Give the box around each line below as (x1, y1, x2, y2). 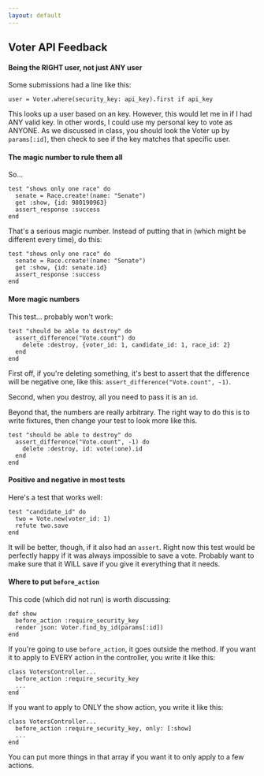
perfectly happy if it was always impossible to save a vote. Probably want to (8, 551, 255, 560)
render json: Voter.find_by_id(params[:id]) (15, 624, 164, 632)
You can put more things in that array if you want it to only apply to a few (8, 752, 244, 762)
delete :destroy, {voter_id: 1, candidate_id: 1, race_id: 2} (22, 340, 231, 349)
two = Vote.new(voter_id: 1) (15, 514, 111, 522)
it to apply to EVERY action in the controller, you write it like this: (8, 653, 216, 663)
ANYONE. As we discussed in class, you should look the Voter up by (8, 126, 230, 136)
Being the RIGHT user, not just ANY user (8, 62, 143, 72)
